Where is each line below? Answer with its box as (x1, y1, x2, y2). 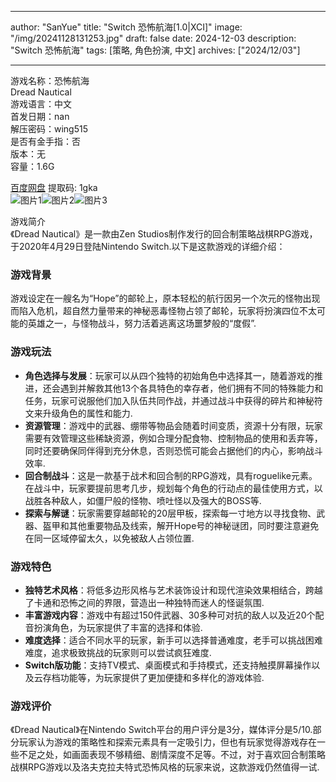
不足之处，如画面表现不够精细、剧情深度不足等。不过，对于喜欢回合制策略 (18, 749, 326, 761)
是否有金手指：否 (10, 136, 81, 147)
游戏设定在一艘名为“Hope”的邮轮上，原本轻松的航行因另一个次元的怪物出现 (10, 292, 321, 305)
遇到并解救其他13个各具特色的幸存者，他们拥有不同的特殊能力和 (59, 382, 324, 394)
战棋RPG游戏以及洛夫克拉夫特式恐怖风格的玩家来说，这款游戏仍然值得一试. (10, 761, 320, 773)
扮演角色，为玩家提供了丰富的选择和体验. (33, 621, 203, 633)
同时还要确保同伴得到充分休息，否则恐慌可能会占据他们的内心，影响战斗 (24, 444, 323, 456)
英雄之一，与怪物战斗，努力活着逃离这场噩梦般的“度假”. (27, 317, 257, 330)
